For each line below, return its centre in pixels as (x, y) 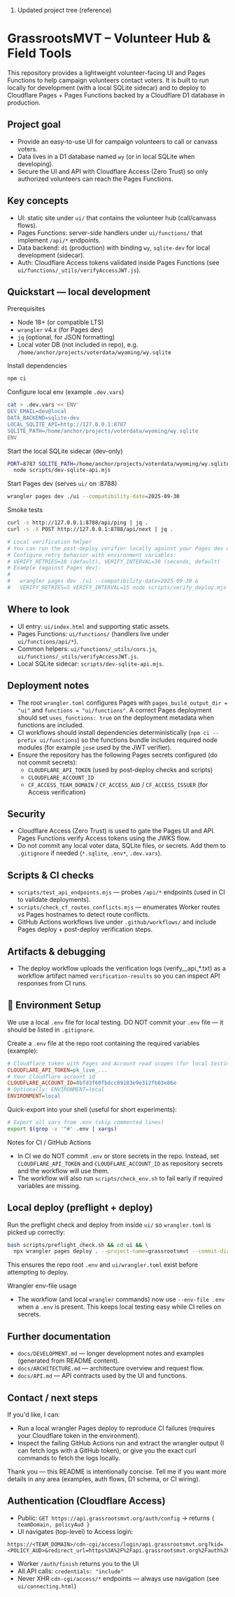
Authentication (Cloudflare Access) (86, 1501)
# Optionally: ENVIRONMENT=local (56, 1090)
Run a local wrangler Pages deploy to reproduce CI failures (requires (116, 1428)
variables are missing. (49, 1185)
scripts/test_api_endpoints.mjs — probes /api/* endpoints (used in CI (121, 892)
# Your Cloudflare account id (51, 1077)
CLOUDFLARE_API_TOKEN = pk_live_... (58, 1070)
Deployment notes (48, 686)
